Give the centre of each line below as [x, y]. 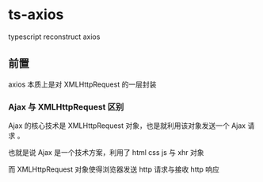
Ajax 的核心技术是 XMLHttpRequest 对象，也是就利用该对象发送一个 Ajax [127, 126]
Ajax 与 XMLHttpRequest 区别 [66, 106]
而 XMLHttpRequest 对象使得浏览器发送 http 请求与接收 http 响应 [114, 169]
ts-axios [36, 15]
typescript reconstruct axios [54, 37]
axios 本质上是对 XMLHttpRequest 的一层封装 [82, 84]
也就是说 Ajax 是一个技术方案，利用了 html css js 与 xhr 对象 [106, 153]
